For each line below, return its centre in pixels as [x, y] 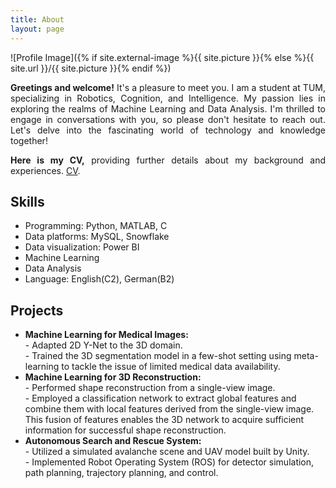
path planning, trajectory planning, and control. [121, 473]
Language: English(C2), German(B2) [99, 279]
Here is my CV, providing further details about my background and [168, 160]
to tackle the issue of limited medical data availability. [171, 367]
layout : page [37, 29]
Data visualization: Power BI [82, 247]
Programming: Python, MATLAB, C [96, 226]
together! [29, 140]
